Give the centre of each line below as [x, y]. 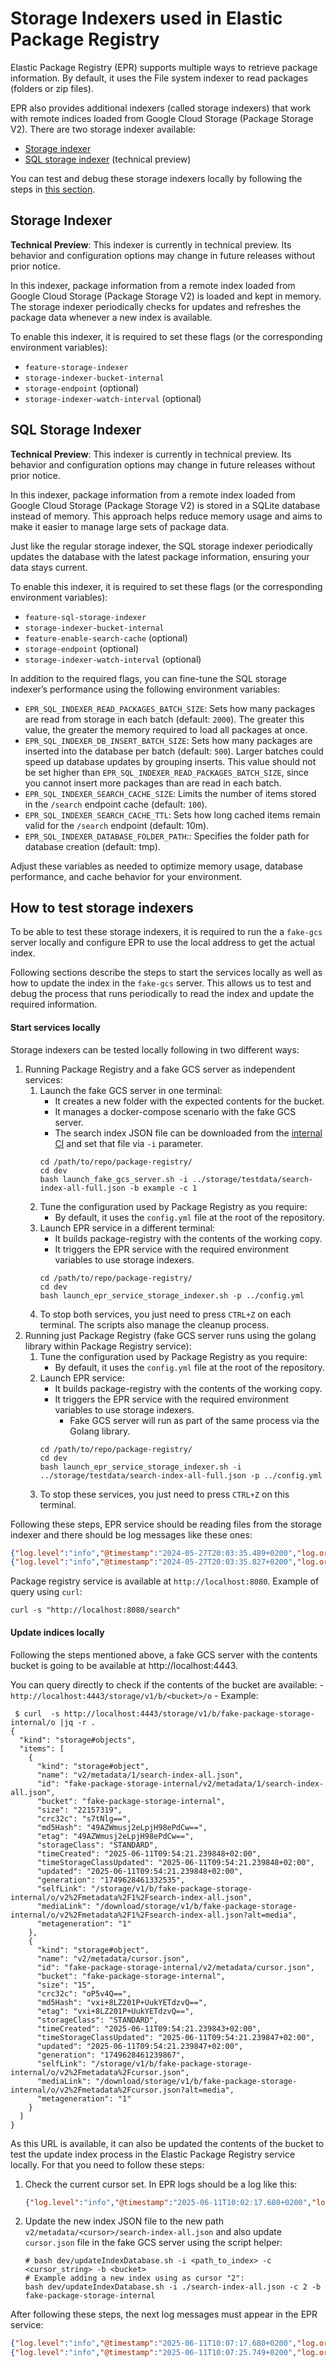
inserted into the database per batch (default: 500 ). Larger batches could [174, 751]
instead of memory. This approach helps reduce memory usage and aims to [166, 516]
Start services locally [55, 1027]
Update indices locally [57, 1632]
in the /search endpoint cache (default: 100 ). [116, 804]
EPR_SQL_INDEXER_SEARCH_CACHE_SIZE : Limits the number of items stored [170, 793]
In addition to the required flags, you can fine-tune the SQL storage [148, 678]
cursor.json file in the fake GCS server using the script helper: [153, 2243]
